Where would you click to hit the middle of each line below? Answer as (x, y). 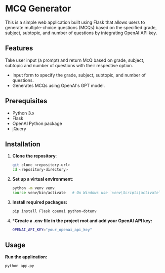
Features (19, 48)
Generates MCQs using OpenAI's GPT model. (59, 85)
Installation (23, 144)
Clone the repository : (35, 156)
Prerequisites (26, 101)
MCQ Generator (38, 9)
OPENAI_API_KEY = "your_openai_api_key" (52, 230)
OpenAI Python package (37, 123)
